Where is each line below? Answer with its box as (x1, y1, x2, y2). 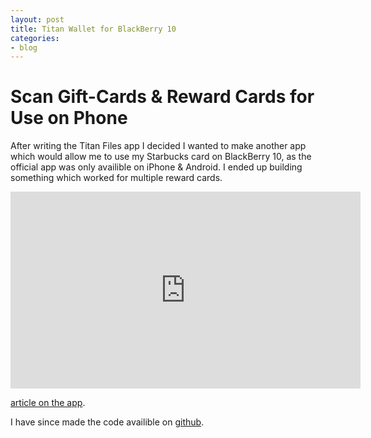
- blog (10, 42, 38, 53)
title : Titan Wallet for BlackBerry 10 (10, 24, 177, 34)
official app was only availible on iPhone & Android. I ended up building (10, 161, 303, 173)
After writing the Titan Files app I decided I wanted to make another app (10, 140, 307, 152)
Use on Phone (10, 107, 128, 130)
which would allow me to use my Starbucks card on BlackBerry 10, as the (10, 151, 312, 163)
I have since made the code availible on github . (10, 416, 205, 428)
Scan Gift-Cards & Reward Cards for (10, 86, 315, 108)
